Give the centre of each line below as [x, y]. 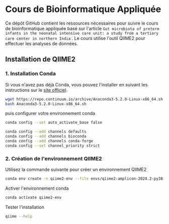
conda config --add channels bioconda [46, 137]
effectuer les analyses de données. [41, 43]
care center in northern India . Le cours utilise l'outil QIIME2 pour [75, 38]
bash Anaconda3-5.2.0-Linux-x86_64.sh [46, 104]
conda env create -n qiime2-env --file [47, 179]
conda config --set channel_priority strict [53, 146]
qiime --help [19, 216]
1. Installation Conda [31, 74]
